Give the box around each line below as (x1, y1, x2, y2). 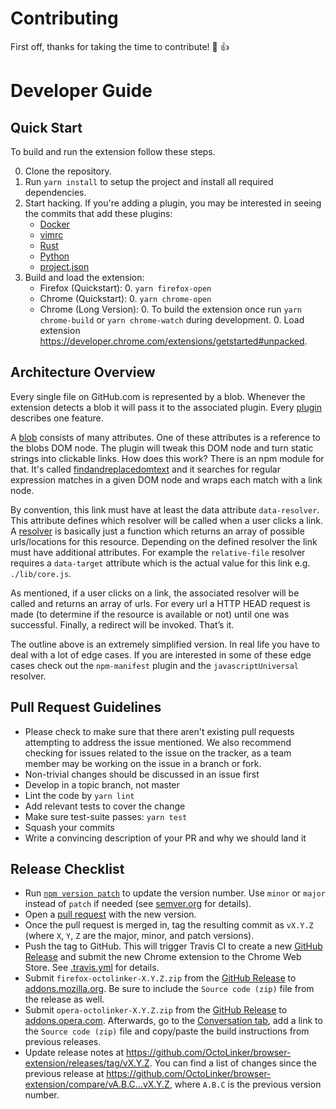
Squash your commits (24, 821, 115, 833)
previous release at (24, 1068, 105, 1080)
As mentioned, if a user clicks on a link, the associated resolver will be (10, 587, 300, 599)
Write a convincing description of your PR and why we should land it (24, 832, 307, 844)
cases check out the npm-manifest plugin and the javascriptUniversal (10, 659, 299, 671)
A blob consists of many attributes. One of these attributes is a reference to (10, 431, 321, 443)
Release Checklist (10, 860, 125, 877)
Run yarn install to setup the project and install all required (24, 175, 274, 187)
